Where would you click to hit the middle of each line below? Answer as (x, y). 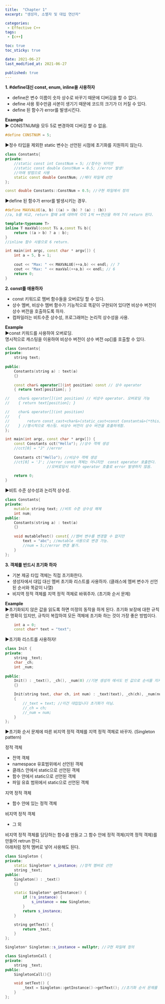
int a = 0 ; (25, 625)
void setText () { (32, 983)
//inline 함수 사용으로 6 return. (37, 242)
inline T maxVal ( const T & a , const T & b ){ (48, 228)
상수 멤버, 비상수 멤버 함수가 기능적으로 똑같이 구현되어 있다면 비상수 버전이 (84, 305)
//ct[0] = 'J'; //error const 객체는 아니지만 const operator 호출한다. (85, 462)
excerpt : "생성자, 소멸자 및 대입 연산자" (43, 14)
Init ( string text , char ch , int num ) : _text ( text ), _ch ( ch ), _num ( (85, 694)
